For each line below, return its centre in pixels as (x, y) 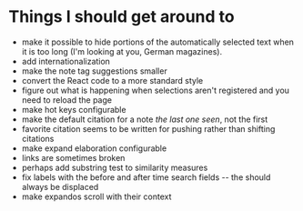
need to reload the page (67, 100)
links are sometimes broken (73, 157)
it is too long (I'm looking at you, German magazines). (122, 51)
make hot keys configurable (74, 109)
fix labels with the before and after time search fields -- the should (146, 177)
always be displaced (60, 186)
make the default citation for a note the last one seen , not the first (145, 119)
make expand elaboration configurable (94, 148)
